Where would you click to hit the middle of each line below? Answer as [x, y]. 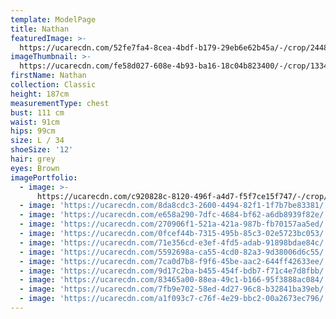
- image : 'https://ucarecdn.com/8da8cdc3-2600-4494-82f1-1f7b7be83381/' [174, 206]
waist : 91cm [35, 122]
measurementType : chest [60, 103]
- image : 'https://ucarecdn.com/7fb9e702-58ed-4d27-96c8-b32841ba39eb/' [174, 289]
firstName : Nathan [48, 76]
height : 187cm [40, 94]
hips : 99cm [33, 131]
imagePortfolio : [44, 177]
